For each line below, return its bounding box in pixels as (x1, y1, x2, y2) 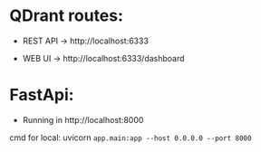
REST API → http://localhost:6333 (22, 35, 150, 46)
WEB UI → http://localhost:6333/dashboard (22, 52, 185, 63)
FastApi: (9, 85, 74, 105)
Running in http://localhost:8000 (22, 114, 144, 125)
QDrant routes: (9, 5, 124, 26)
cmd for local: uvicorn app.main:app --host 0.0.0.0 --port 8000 (9, 132, 252, 143)
